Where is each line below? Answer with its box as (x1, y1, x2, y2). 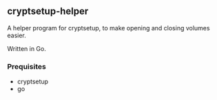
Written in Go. (7, 44, 46, 52)
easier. (7, 31, 26, 39)
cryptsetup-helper (7, 6, 89, 17)
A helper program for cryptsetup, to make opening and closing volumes (7, 23, 210, 32)
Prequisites (7, 61, 46, 71)
